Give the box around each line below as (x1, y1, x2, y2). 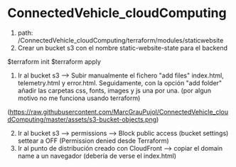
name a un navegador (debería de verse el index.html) (17, 151, 176, 160)
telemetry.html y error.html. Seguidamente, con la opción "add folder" (17, 78, 222, 87)
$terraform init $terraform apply (7, 57, 102, 65)
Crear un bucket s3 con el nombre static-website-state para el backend (17, 43, 228, 52)
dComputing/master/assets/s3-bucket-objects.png (7, 115, 157, 124)
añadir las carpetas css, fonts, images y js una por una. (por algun (17, 86, 212, 95)
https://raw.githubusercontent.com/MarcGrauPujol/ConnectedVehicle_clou (9, 107, 229, 116)
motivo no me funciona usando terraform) (17, 94, 141, 102)
